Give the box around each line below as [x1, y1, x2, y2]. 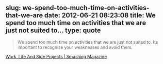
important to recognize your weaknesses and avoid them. [17, 44, 133, 50]
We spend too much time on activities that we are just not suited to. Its [17, 39, 158, 45]
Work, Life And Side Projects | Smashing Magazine [5, 53, 107, 59]
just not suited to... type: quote [5, 26, 101, 35]
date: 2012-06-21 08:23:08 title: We [44, 12, 156, 20]
